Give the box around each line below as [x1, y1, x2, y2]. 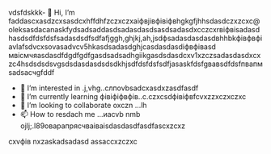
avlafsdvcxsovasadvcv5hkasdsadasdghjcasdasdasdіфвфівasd [8, 42, 217, 52]
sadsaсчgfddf [8, 68, 55, 77]
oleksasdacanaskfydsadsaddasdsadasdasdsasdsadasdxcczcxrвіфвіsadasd [8, 25, 260, 34]
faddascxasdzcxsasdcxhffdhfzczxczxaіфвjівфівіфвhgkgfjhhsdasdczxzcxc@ [8, 16, 260, 26]
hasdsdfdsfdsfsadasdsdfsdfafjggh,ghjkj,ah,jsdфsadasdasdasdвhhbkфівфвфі [8, 33, 263, 43]
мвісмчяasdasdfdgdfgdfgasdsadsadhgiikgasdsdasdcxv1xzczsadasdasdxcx [8, 51, 261, 60]
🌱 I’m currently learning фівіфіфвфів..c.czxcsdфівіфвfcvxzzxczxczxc [19, 92, 247, 101]
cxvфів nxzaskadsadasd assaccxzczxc [8, 137, 138, 146]
